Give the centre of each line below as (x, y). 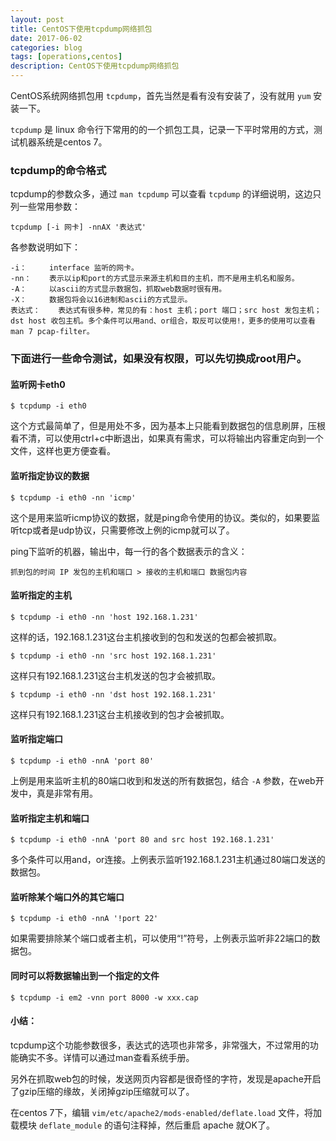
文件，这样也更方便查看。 (63, 451)
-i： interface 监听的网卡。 (74, 268)
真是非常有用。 (67, 793)
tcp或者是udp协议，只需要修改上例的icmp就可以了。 (126, 530)
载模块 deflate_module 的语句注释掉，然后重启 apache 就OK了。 (142, 1125)
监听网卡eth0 (38, 384)
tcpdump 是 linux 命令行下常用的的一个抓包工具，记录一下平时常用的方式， (162, 129)
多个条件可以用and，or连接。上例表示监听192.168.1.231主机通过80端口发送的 (168, 860)
